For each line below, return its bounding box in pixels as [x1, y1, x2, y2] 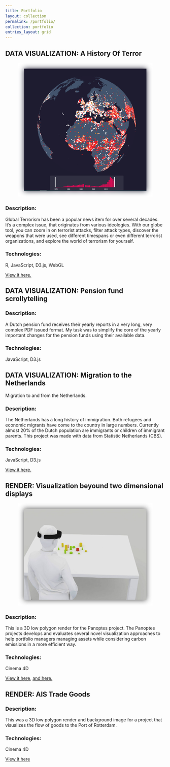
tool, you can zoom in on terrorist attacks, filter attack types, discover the [5, 227, 159, 233]
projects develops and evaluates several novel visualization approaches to [5, 630, 161, 637]
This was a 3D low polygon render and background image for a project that [5, 716, 162, 723]
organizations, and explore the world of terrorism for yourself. [5, 238, 134, 244]
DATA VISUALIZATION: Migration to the [5, 371, 132, 380]
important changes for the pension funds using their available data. [5, 332, 146, 338]
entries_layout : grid [5, 29, 51, 35]
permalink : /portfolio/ [5, 19, 56, 24]
